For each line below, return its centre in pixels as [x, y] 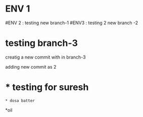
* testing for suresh [47, 87]
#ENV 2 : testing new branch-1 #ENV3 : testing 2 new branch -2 [72, 23]
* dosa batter [20, 101]
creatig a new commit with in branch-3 [45, 57]
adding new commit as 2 [31, 67]
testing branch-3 [42, 43]
